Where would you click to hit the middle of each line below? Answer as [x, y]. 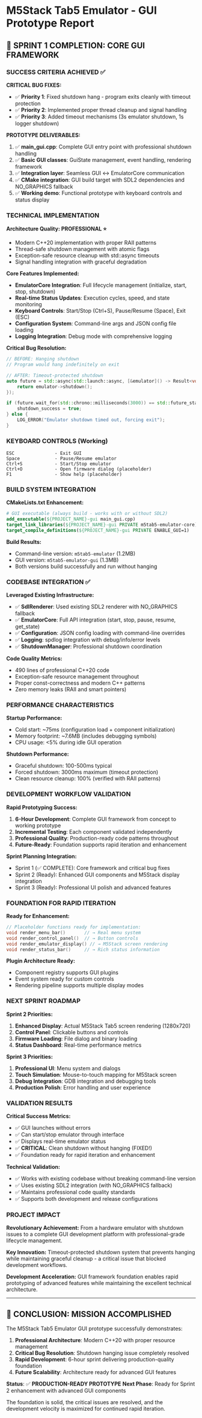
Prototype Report [50, 23]
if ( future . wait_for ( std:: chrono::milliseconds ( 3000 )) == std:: [88, 403]
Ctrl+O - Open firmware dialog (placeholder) [79, 469]
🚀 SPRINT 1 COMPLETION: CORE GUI [76, 45]
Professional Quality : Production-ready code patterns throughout [97, 838]
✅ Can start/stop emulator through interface [69, 1135]
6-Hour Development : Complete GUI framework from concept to [95, 819]
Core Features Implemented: [43, 274]
